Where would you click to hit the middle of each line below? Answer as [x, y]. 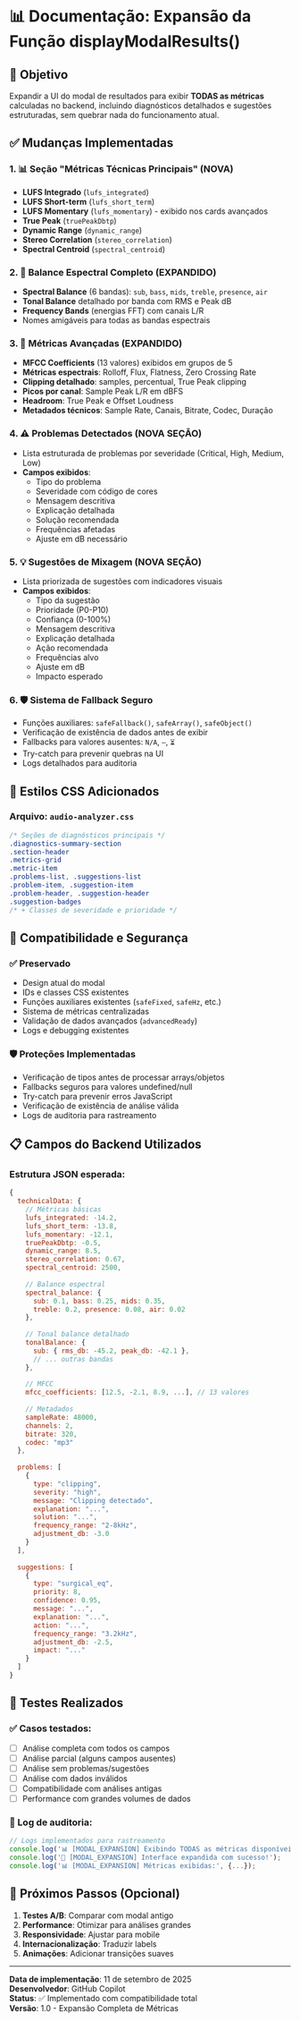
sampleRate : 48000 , [62, 1417]
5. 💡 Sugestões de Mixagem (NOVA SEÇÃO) [106, 562]
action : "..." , [61, 1625]
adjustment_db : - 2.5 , [73, 1642]
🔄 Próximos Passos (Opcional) [95, 1894]
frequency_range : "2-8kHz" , [85, 1525]
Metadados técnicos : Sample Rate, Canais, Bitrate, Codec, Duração [148, 411]
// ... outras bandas [73, 1359]
